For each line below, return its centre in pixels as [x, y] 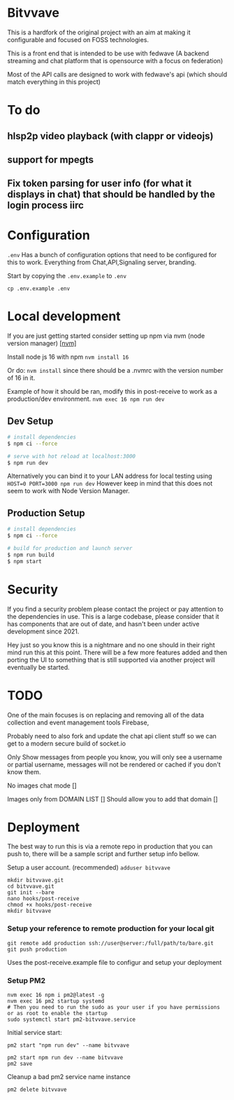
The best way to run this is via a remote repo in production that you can [110, 846]
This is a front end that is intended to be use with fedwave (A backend [108, 53]
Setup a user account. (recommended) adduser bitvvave [89, 867]
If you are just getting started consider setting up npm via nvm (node [106, 336]
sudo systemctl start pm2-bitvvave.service [72, 1020]
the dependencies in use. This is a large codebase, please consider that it [113, 616]
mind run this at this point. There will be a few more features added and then [117, 652]
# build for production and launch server [70, 549]
